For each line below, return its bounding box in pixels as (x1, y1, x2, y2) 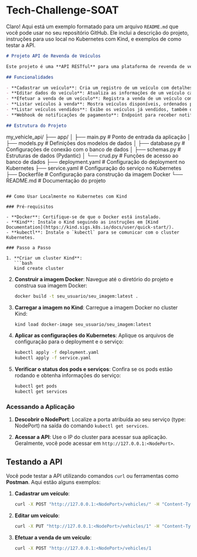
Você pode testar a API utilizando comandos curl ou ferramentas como (6, 472, 179, 480)
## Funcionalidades (6, 74, 54, 80)
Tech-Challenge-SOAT (6, 4, 119, 17)
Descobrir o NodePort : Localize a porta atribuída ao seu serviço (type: (14, 416, 186, 423)
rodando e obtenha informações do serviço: (14, 372, 121, 379)
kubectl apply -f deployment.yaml (14, 350, 99, 356)
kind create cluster (13, 265, 64, 271)
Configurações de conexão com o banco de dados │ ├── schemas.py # (6, 146, 181, 153)
